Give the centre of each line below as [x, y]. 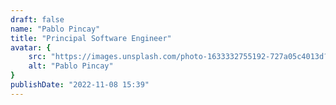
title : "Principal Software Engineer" [91, 38]
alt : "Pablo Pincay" [71, 66]
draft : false [37, 19]
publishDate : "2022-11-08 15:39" [80, 85]
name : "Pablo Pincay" [55, 29]
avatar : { [31, 47]
